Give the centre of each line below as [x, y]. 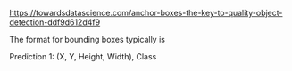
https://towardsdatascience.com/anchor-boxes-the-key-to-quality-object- [146, 13]
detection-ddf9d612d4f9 [55, 22]
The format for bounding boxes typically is [87, 39]
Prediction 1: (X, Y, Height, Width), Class [83, 56]
